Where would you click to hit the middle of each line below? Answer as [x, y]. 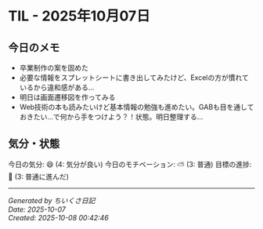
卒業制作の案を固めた [54, 68]
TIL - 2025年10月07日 [79, 16]
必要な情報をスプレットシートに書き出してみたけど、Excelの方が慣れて [134, 78]
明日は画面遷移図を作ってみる [67, 97]
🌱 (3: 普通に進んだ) [38, 176]
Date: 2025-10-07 [37, 209]
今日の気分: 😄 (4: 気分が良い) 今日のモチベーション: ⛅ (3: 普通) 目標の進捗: [130, 164]
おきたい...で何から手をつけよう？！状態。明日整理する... [111, 117]
